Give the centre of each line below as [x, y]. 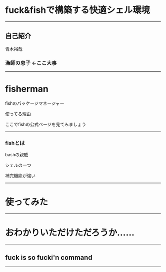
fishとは [15, 143]
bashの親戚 [17, 155]
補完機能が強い [20, 176]
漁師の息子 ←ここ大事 [31, 63]
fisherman [27, 89]
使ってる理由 [18, 114]
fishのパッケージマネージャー [35, 103]
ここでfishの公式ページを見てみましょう [46, 124]
